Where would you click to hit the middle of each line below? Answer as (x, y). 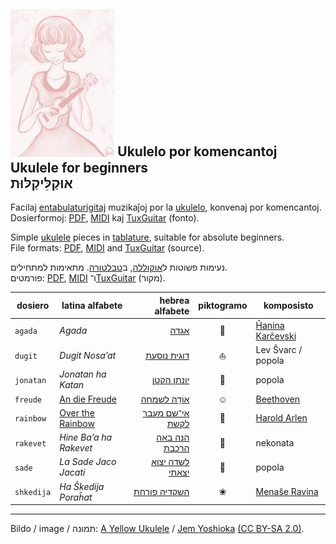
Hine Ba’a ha (86, 437)
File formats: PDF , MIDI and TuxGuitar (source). (107, 248)
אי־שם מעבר (166, 412)
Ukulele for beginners (79, 167)
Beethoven (277, 399)
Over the (77, 412)
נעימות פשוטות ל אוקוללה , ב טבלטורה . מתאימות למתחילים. (119, 267)
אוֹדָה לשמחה (165, 399)
